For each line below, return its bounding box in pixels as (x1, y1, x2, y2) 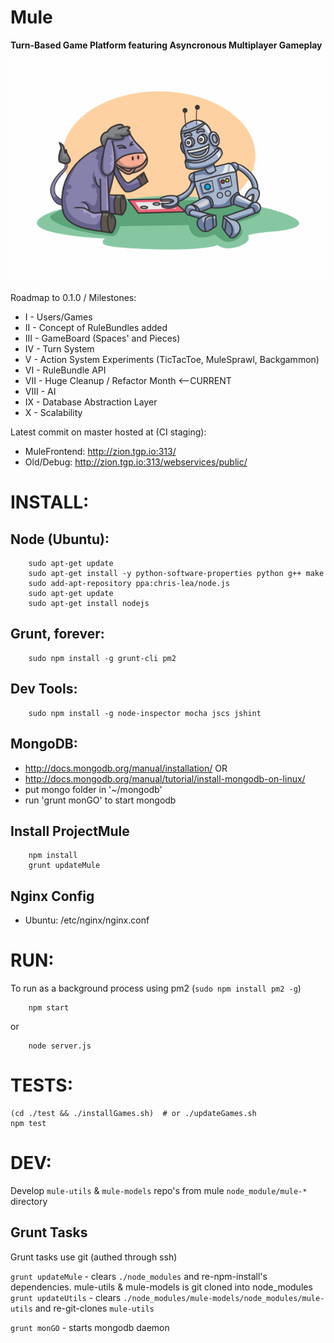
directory (10, 1195, 48, 1207)
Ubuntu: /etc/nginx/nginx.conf (24, 914, 150, 926)
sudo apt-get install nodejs (28, 599, 150, 609)
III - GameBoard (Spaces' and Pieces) (24, 332, 181, 345)
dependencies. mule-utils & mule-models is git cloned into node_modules (10, 1281, 313, 1293)
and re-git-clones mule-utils (34, 1302, 155, 1314)
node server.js (28, 1041, 92, 1051)
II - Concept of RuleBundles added (24, 322, 168, 334)
